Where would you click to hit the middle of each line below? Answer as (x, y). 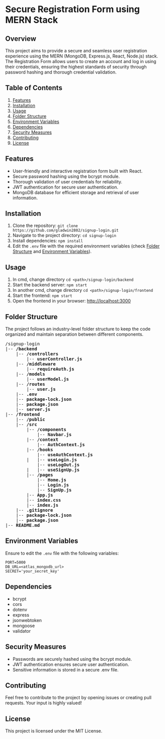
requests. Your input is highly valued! (44, 703)
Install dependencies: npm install (48, 241)
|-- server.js (33, 410)
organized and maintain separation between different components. (74, 334)
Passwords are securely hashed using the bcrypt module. (72, 659)
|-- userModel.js (48, 379)
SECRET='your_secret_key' (32, 571)
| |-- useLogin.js (52, 460)
